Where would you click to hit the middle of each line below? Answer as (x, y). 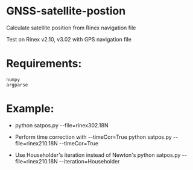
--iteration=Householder (90, 161)
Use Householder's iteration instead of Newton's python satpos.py (98, 155)
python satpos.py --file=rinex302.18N (62, 125)
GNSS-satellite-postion (66, 11)
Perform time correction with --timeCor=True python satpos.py (93, 137)
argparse (17, 85)
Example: (30, 109)
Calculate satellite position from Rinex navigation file (71, 28)
